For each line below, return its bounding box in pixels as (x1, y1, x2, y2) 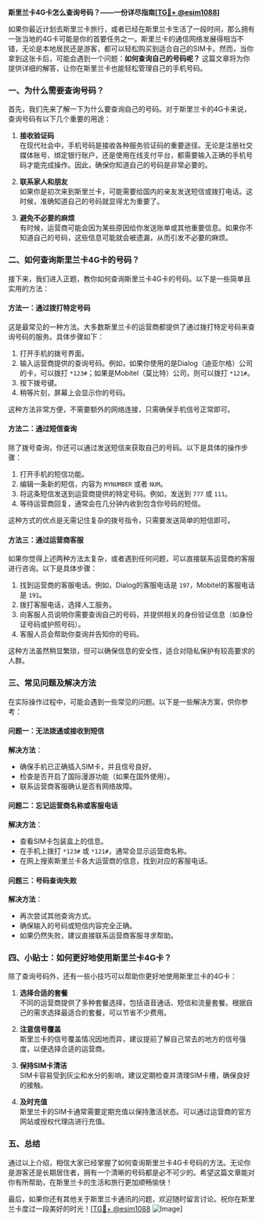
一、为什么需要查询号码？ (8, 85, 105, 96)
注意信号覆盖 (19, 1025, 61, 1034)
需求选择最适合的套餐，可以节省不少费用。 (33, 1008, 171, 1018)
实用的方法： (8, 283, 49, 293)
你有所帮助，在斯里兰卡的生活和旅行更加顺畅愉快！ (8, 1177, 173, 1186)
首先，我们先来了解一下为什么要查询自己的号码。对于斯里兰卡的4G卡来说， (8, 104, 251, 114)
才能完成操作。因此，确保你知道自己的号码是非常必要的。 (26, 160, 212, 170)
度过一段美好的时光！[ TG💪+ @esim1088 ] (21, 1204, 183, 1213)
